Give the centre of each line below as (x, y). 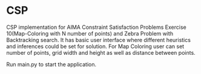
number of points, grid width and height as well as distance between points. (101, 52)
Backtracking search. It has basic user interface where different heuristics (98, 40)
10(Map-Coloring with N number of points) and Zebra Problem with (90, 33)
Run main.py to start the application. (51, 64)
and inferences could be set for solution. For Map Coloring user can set (95, 46)
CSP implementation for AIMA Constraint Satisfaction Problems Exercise (96, 27)
